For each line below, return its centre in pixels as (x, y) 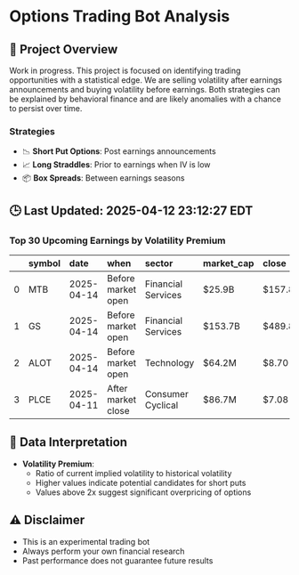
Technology (170, 362)
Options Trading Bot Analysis (120, 16)
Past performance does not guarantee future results (117, 560)
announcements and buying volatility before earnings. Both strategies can (145, 89)
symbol (44, 263)
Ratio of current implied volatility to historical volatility (133, 473)
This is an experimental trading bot (86, 541)
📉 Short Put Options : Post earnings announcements (119, 151)
